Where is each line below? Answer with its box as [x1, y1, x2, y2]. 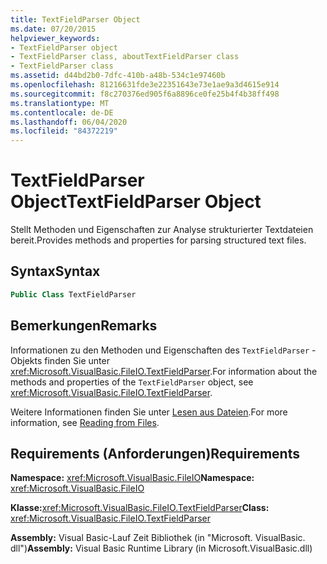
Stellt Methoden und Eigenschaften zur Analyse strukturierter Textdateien [10, 224, 314, 236]
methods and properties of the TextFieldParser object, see [10, 376, 254, 388]
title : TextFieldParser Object [10, 14, 141, 25]
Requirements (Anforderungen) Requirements [10, 445, 300, 462]
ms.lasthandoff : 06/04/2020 [10, 117, 128, 127]
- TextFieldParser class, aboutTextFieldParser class [10, 52, 240, 62]
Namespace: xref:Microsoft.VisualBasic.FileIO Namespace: [10, 472, 255, 484]
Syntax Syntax [10, 263, 101, 280]
